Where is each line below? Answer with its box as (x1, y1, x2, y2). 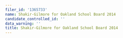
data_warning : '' (5, 21, 41, 26)
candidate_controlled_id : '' (5, 16, 65, 21)
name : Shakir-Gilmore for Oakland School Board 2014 (5, 12, 116, 17)
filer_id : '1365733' (5, 7, 48, 12)
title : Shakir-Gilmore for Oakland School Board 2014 (5, 26, 119, 31)
